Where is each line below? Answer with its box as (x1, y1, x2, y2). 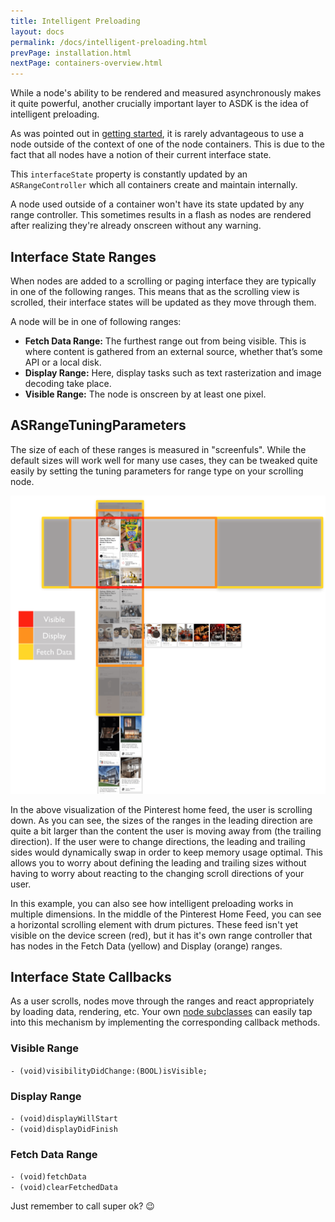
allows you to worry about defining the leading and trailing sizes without (10, 856, 307, 869)
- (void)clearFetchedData (10, 1183, 118, 1193)
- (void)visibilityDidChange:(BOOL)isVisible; (10, 1066, 208, 1076)
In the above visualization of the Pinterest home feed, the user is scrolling (10, 803, 313, 815)
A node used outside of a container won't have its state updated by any (10, 198, 305, 210)
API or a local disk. (24, 356, 102, 368)
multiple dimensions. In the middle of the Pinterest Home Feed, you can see (10, 908, 322, 920)
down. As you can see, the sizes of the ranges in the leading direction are (10, 814, 313, 826)
